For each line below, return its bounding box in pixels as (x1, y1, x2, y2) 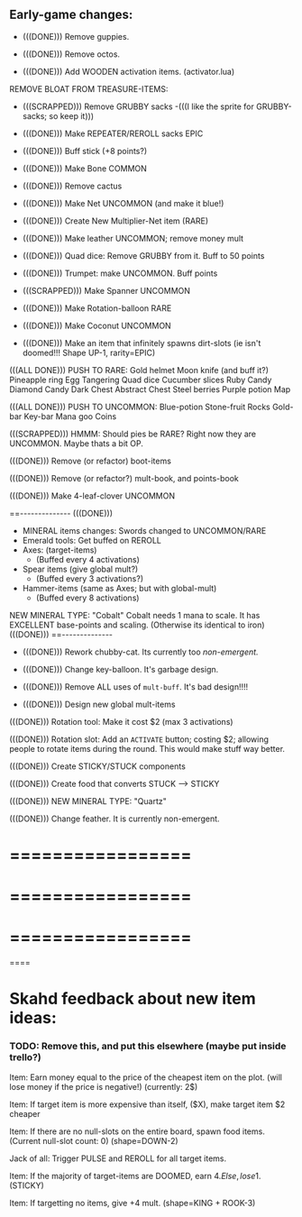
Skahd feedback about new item (9, 989, 256, 1009)
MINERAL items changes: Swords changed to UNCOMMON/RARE (22, 525, 267, 535)
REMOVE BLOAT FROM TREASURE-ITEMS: (9, 83, 169, 94)
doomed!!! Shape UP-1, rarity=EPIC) (22, 347, 156, 358)
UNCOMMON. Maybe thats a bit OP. (9, 437, 144, 449)
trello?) (9, 1051, 42, 1064)
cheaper (9, 1108, 41, 1119)
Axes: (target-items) (22, 544, 97, 555)
